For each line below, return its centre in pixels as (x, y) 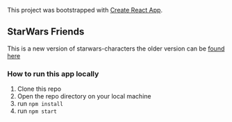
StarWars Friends (46, 32)
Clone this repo (39, 89)
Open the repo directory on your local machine (84, 96)
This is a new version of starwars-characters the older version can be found (116, 49)
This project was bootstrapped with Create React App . (85, 10)
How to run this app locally (53, 73)
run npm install (40, 104)
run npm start (37, 111)
